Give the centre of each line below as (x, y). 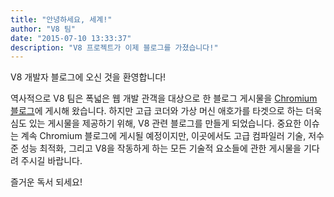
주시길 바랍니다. (51, 161)
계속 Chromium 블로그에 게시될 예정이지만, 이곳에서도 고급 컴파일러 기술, (163, 136)
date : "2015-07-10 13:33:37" (71, 38)
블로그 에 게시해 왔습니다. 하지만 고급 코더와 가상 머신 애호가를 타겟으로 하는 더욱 (166, 111)
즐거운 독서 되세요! (46, 182)
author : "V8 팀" (43, 29)
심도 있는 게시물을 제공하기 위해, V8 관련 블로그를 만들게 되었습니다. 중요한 (156, 123)
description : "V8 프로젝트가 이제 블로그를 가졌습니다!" (114, 47)
